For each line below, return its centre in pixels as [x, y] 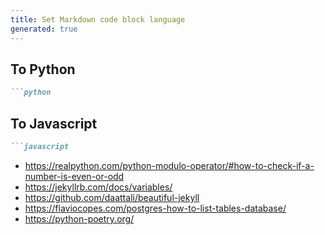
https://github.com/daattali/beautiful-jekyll [112, 197]
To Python [43, 69]
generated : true [44, 29]
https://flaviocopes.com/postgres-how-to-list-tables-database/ [155, 208]
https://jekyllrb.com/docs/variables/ [98, 187]
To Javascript [54, 123]
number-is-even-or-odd [74, 176]
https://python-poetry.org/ [79, 218]
